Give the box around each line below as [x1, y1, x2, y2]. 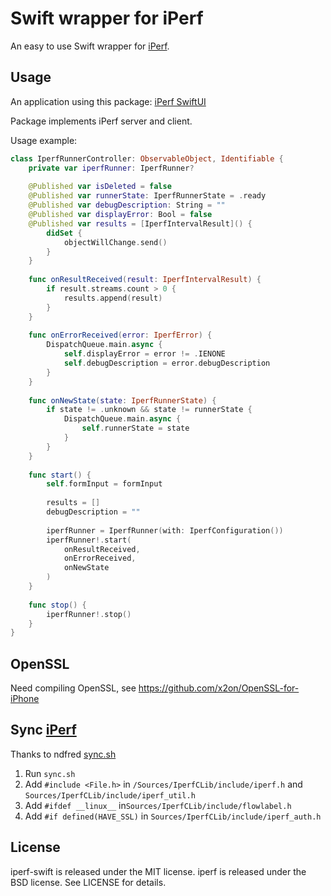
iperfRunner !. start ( [46, 535, 132, 545]
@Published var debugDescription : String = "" [28, 200, 226, 211]
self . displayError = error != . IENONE [63, 349, 226, 359]
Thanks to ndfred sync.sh [10, 748, 117, 760]
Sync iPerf [10, 722, 77, 739]
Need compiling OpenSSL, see [10, 682, 137, 694]
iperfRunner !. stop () [46, 609, 132, 619]
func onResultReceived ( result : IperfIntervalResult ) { [28, 275, 262, 285]
